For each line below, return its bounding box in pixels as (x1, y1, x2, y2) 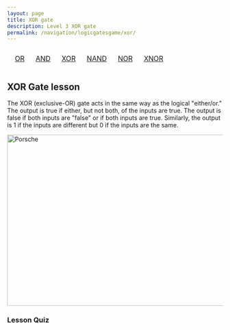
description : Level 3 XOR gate (7, 23, 97, 29)
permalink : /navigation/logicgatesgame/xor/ (7, 29, 136, 36)
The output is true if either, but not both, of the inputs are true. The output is (7, 107, 221, 115)
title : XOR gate (7, 16, 53, 23)
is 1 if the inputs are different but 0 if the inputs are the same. (7, 121, 179, 129)
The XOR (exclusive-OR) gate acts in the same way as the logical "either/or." (7, 99, 222, 107)
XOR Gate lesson (7, 81, 80, 92)
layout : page (7, 10, 44, 17)
